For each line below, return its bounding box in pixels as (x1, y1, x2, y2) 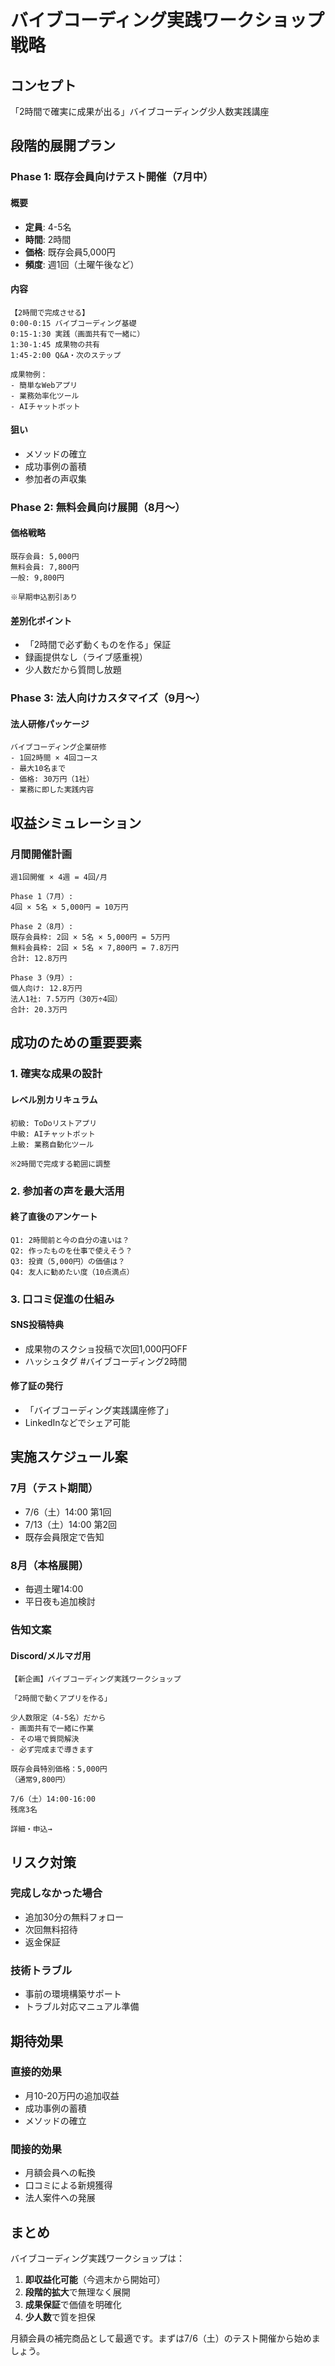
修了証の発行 (10, 1380, 63, 1392)
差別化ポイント (10, 614, 72, 626)
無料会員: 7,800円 (10, 562, 80, 573)
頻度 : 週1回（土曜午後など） (24, 258, 140, 270)
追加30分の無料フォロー (24, 1911, 125, 1923)
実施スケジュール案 (10, 1449, 128, 1466)
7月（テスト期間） (10, 1481, 99, 1495)
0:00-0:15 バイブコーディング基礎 (10, 318, 137, 328)
